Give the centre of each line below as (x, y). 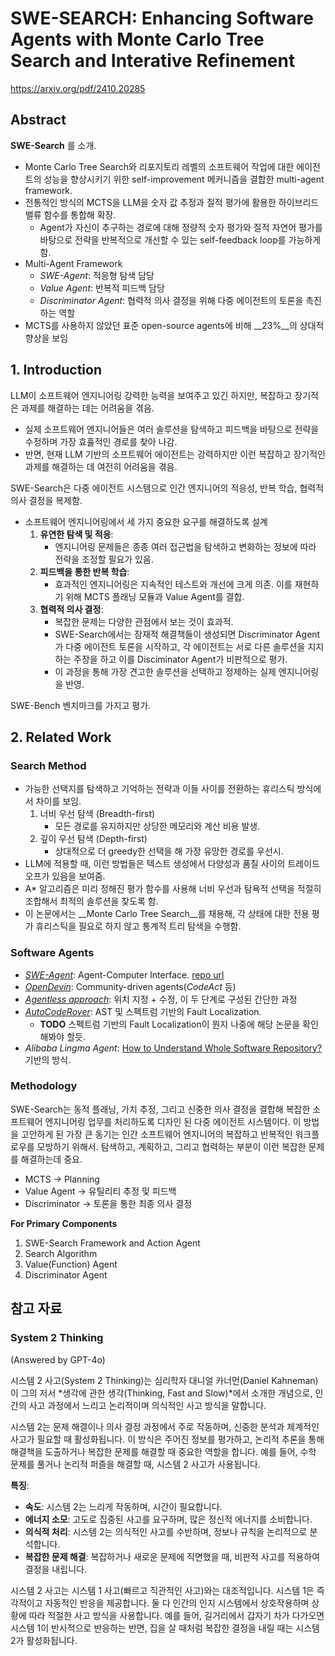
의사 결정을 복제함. (46, 500)
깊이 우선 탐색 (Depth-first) (93, 839)
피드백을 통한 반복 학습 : (84, 571)
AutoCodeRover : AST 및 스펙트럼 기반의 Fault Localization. (143, 1011)
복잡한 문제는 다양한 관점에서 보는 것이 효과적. (144, 621)
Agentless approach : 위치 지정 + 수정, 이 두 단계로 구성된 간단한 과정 (161, 999)
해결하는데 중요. (51, 1159)
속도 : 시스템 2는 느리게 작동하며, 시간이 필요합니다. (123, 1506)
